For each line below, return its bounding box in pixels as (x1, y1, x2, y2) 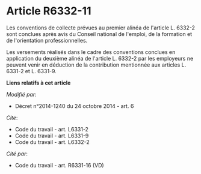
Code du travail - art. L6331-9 (14, 132, 89, 139)
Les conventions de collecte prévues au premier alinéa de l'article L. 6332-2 (6, 24, 196, 31)
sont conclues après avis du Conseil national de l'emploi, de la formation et (6, 30, 193, 37)
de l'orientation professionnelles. (6, 37, 88, 44)
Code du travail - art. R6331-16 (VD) (14, 161, 104, 169)
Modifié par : (6, 91, 37, 98)
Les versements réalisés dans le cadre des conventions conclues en (6, 48, 176, 55)
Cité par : (6, 150, 28, 157)
